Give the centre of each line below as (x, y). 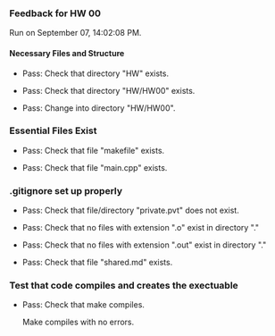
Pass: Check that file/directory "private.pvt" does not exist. (130, 210)
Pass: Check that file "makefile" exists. (93, 150)
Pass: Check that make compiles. (83, 305)
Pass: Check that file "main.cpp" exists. (95, 167)
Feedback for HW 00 (55, 13)
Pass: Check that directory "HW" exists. (96, 73)
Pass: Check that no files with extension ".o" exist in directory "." (141, 228)
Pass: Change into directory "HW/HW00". (99, 108)
